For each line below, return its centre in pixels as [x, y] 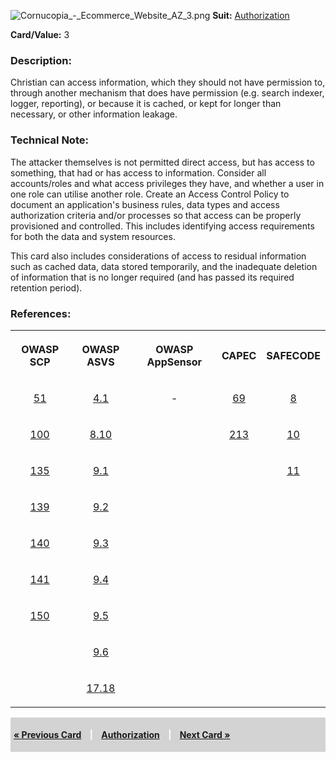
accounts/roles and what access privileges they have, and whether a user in [167, 183]
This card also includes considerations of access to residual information [158, 256]
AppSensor [174, 362]
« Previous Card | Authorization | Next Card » [122, 734]
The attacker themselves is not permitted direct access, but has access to [162, 162]
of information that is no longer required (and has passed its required [152, 277]
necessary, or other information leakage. [94, 114]
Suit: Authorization [251, 15]
